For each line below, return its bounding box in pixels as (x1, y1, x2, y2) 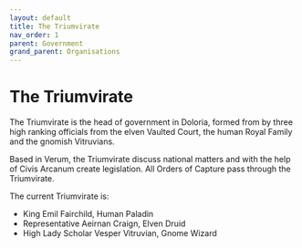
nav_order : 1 (9, 30, 59, 39)
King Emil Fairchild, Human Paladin (22, 209, 154, 220)
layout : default (9, 13, 71, 23)
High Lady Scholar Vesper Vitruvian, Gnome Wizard (22, 228, 217, 239)
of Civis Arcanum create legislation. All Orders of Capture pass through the (9, 163, 291, 174)
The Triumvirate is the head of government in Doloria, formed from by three (9, 117, 294, 128)
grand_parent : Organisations (9, 47, 120, 57)
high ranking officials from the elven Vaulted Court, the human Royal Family (9, 127, 293, 138)
